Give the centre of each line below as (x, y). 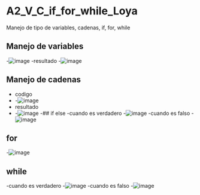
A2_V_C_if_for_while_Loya (72, 11)
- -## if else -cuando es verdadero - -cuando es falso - (104, 113)
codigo (24, 94)
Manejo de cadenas (44, 80)
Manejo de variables (45, 46)
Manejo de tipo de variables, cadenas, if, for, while (68, 28)
